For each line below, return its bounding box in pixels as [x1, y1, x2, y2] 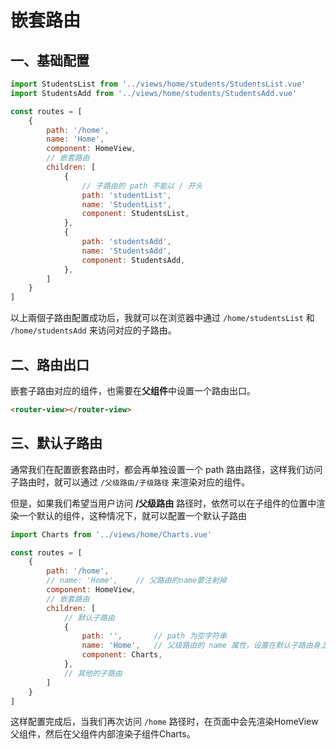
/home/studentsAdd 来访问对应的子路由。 [10, 324, 177, 336]
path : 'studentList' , [81, 190, 172, 200]
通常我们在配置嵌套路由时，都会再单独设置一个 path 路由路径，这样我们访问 [10, 463, 323, 475]
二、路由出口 [10, 356, 90, 373]
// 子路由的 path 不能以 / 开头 [81, 181, 203, 191]
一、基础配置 [10, 52, 90, 69]
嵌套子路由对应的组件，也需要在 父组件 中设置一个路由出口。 [10, 384, 256, 396]
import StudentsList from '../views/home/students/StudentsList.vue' [10, 79, 307, 89]
